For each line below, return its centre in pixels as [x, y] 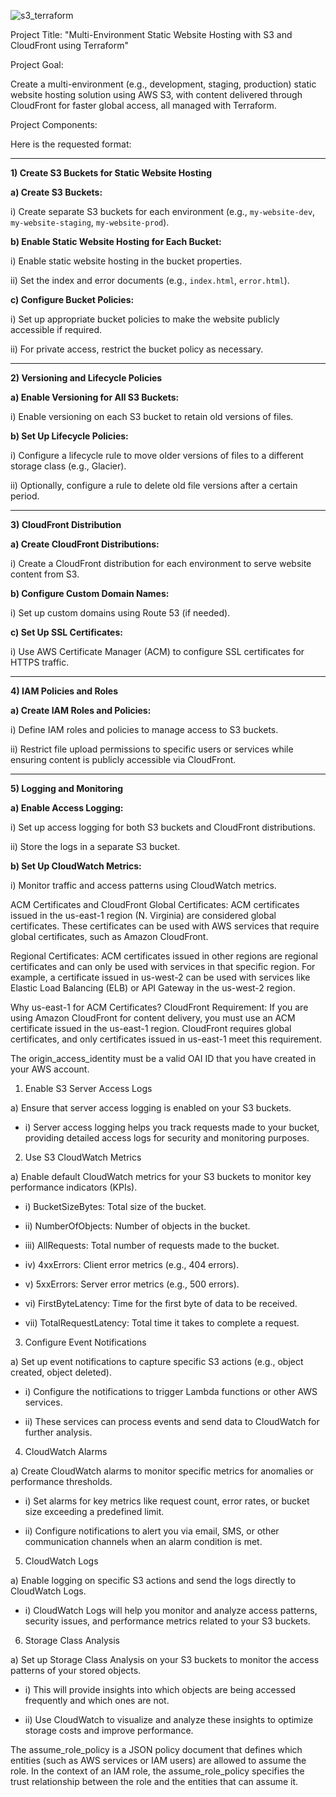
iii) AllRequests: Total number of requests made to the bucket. [152, 1245]
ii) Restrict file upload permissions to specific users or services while [152, 749]
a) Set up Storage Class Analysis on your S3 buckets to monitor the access [165, 1659]
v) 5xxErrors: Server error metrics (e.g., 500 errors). [132, 1284]
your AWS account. [50, 1069]
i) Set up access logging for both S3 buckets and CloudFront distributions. [163, 827]
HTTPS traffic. [40, 662]
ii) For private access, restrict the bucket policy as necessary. [137, 349]
